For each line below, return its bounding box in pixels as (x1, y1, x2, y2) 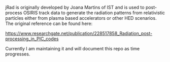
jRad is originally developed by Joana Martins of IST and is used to (5, 5, 145, 10)
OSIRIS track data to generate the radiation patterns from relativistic (23, 10, 165, 16)
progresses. (5, 51, 30, 57)
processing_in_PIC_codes (5, 36, 59, 42)
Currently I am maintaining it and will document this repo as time (5, 46, 140, 51)
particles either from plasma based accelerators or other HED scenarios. (5, 15, 157, 21)
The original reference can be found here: (5, 20, 93, 26)
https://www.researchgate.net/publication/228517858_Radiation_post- (5, 30, 153, 36)
